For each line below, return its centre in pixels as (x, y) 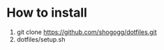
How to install (47, 13)
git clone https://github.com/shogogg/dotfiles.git (87, 32)
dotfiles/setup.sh (41, 39)
